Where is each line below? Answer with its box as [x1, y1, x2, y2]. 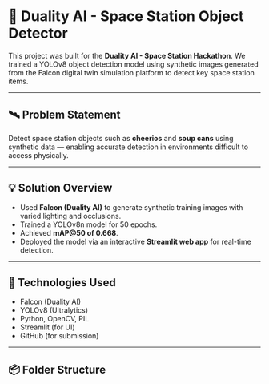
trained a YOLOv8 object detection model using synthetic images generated [8, 59, 259, 69]
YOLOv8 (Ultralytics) [19, 305, 89, 315]
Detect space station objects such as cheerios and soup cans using [8, 133, 234, 143]
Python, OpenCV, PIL [19, 314, 90, 324]
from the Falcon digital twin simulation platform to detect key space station [8, 67, 255, 77]
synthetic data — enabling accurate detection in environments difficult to [8, 142, 249, 152]
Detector [8, 24, 68, 42]
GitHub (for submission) [19, 331, 99, 341]
